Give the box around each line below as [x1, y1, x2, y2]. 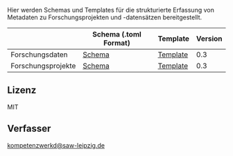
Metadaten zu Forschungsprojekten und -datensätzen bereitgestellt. [7, 13, 202, 21]
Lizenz [7, 84, 37, 96]
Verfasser [7, 123, 51, 135]
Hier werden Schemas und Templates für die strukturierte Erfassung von [7, 6, 215, 14]
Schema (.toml [92, 30, 142, 39]
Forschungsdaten [10, 50, 68, 59]
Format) [103, 38, 130, 48]
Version [196, 34, 223, 43]
